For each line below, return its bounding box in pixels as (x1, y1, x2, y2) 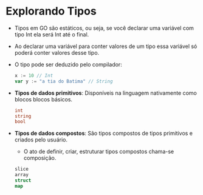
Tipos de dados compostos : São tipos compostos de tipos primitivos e (14, 129, 193, 137)
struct (14, 177, 32, 183)
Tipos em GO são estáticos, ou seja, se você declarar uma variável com (14, 24, 194, 32)
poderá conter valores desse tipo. (14, 49, 100, 56)
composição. (23, 154, 57, 162)
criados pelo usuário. (14, 136, 68, 143)
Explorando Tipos (5, 4, 97, 18)
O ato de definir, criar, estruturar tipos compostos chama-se (23, 148, 174, 156)
